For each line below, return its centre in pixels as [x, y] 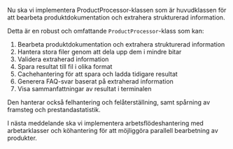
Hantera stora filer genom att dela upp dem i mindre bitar [99, 52]
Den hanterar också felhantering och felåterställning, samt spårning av [109, 102]
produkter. [22, 138]
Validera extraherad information [63, 59]
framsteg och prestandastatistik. [54, 110]
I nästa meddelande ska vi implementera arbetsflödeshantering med [106, 123]
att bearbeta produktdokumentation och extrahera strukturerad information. [116, 17]
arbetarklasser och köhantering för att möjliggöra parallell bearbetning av [113, 131]
